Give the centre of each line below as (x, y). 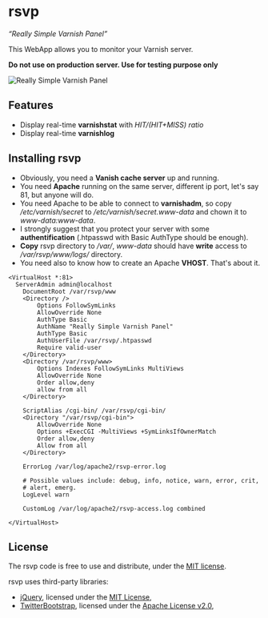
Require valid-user (70, 347)
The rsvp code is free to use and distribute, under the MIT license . (117, 566)
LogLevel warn (46, 495)
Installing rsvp (45, 159)
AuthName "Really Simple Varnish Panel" (105, 327)
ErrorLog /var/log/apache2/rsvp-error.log (94, 467)
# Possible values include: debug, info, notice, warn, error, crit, (141, 480)
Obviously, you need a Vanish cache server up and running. (120, 178)
